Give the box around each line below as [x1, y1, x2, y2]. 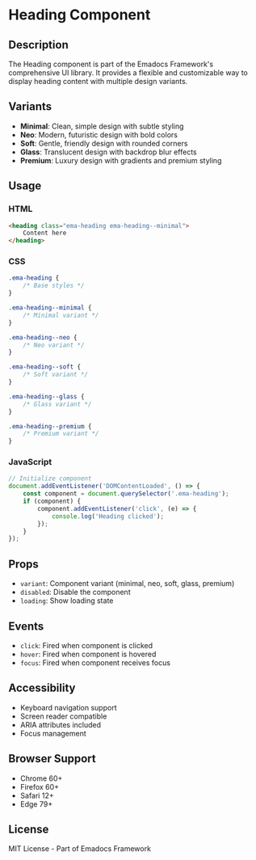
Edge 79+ [19, 799, 53, 809]
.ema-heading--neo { [8, 333, 78, 341]
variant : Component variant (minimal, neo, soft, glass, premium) [19, 579, 235, 588]
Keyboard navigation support [19, 702, 117, 712]
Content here [23, 229, 67, 238]
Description [8, 38, 69, 52]
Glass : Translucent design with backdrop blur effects [19, 147, 197, 157]
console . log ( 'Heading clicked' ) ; [51, 512, 164, 521]
